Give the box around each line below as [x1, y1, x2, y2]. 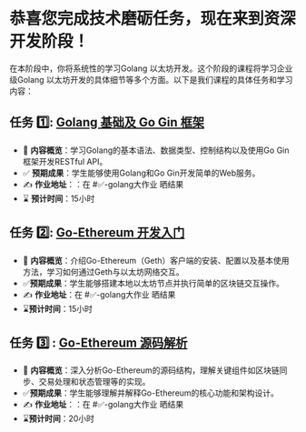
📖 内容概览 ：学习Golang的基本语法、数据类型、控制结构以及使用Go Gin [22, 145, 290, 156]
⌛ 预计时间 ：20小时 [22, 413, 95, 424]
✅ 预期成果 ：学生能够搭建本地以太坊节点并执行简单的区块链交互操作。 [22, 277, 284, 288]
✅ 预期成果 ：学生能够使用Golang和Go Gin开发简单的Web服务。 [22, 167, 261, 178]
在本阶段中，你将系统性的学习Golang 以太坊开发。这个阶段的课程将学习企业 [9, 63, 293, 74]
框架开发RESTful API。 [22, 156, 108, 166]
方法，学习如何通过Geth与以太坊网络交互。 [22, 266, 184, 277]
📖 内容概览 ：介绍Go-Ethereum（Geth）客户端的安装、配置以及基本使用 [22, 255, 290, 266]
